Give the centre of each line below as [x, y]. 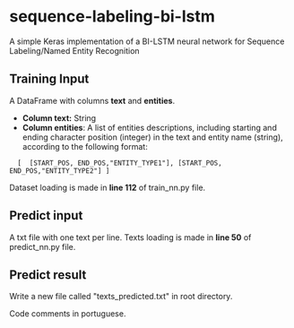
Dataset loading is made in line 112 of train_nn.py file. [108, 187]
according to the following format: [85, 146]
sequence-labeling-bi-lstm [112, 17]
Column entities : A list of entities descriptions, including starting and [150, 127]
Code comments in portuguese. [68, 314]
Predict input [46, 216]
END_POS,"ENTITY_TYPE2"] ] [60, 171]
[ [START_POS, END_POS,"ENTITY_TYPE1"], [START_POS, [120, 163]
